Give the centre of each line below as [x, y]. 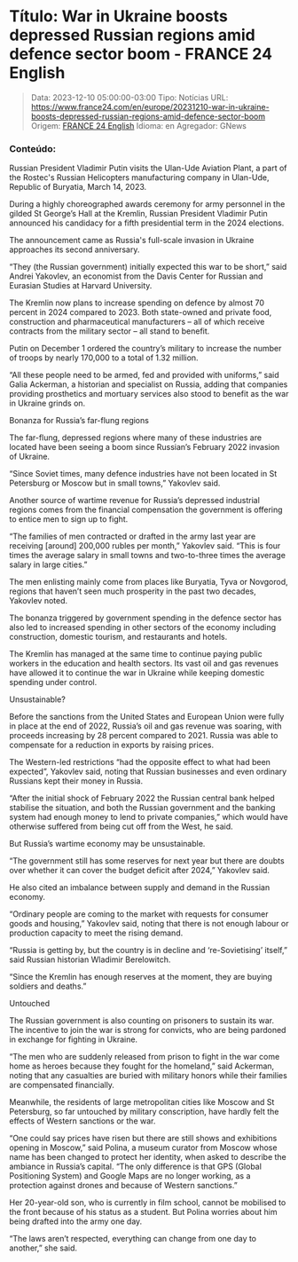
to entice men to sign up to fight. [69, 519]
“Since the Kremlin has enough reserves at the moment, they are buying [141, 977]
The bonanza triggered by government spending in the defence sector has [145, 618]
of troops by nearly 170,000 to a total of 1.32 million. [104, 358]
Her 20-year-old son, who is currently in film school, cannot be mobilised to [148, 1203]
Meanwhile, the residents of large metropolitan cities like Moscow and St [142, 1102]
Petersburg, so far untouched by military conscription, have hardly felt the [144, 1112]
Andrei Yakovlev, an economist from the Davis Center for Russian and [136, 276]
